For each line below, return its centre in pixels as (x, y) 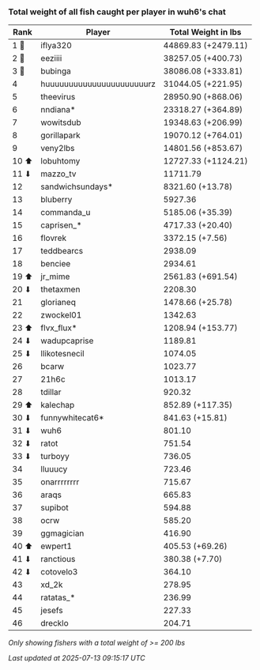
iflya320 (57, 46)
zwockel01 (61, 315)
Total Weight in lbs (205, 32)
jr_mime (55, 277)
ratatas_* (58, 597)
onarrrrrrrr (60, 482)
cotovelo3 (59, 572)
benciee (56, 264)
